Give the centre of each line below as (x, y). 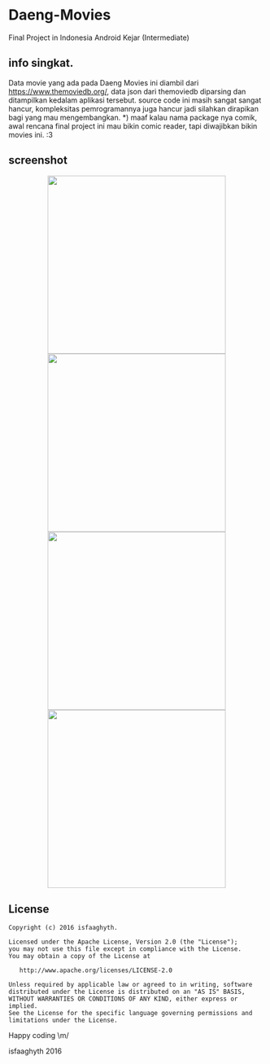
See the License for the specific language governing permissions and (131, 1014)
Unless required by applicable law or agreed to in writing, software (131, 985)
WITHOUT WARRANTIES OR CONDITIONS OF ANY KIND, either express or (123, 999)
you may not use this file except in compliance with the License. (125, 949)
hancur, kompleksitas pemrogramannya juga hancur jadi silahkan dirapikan (133, 108)
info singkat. (41, 63)
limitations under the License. (63, 1020)
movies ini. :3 (30, 134)
